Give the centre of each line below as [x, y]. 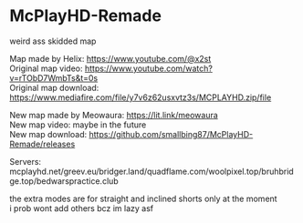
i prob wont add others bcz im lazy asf [82, 208]
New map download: [48, 134]
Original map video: [46, 68]
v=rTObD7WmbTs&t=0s [54, 77]
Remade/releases [42, 144]
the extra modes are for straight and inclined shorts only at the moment [143, 198]
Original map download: [54, 87]
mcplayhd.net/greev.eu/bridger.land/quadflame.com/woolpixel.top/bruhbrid [151, 171]
